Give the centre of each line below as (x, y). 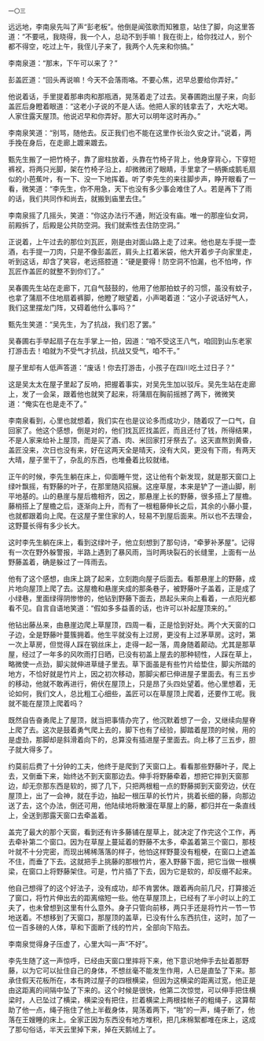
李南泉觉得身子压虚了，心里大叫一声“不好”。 (80, 944)
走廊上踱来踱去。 (84, 143)
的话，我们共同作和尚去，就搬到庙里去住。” (77, 198)
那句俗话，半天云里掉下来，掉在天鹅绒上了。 (87, 1029)
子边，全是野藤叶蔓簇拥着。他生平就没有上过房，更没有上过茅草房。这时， (128, 634)
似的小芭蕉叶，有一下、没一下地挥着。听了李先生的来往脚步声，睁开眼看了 (128, 179)
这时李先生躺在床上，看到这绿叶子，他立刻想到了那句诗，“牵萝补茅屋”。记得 (132, 542)
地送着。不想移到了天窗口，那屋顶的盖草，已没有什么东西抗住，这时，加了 (128, 917)
